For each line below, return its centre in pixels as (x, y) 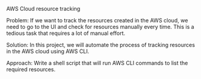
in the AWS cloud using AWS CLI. (48, 51)
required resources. (31, 69)
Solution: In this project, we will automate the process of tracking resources (101, 45)
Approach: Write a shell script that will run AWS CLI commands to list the (97, 63)
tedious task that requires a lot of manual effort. (66, 33)
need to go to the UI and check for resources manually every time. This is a (100, 27)
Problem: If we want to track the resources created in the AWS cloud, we (97, 20)
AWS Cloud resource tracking (43, 9)
